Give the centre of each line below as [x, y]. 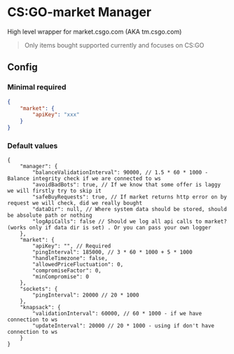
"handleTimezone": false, [70, 259]
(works [17, 228]
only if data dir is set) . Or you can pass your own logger [120, 228]
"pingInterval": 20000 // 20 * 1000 [86, 295]
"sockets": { [39, 289]
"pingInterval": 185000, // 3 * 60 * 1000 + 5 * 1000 [112, 252]
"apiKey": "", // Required [72, 246]
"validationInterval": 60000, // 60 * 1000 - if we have [117, 314]
